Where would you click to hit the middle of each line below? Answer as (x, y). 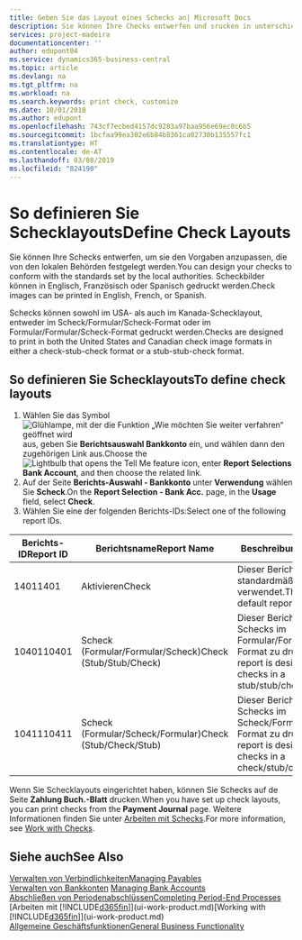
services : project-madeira (60, 34)
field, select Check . (58, 502)
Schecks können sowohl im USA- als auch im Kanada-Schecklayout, (136, 313)
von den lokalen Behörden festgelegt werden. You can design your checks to (151, 267)
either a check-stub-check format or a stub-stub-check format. (127, 351)
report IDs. (42, 521)
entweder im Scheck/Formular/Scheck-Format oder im (110, 323)
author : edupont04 (44, 51)
